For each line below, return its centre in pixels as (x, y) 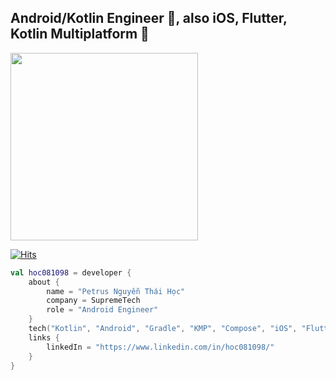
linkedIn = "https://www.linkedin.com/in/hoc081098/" (160, 347)
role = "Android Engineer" (102, 310)
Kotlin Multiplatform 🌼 (80, 34)
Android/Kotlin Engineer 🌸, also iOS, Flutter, (149, 18)
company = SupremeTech (93, 301)
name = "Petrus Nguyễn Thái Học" (116, 291)
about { (44, 282)
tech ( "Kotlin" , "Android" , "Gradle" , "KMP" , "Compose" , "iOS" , (163, 329)
